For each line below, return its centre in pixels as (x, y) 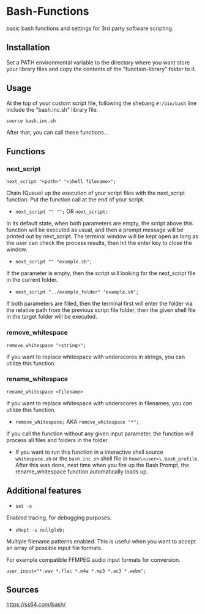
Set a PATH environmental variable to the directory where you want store (98, 62)
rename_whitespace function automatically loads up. (82, 472)
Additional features (44, 491)
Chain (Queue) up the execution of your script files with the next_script (96, 193)
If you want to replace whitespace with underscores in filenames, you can (99, 403)
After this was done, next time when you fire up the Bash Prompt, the (102, 465)
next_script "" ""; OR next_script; (62, 212)
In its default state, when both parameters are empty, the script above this (99, 223)
